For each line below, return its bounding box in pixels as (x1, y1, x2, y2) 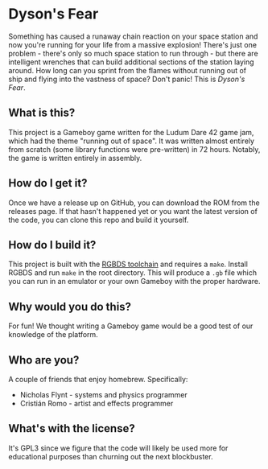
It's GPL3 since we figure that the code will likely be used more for (8, 443, 229, 453)
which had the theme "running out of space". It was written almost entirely (8, 136, 255, 146)
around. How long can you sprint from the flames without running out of (8, 65, 247, 75)
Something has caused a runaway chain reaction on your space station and (8, 31, 258, 41)
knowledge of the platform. (8, 330, 98, 339)
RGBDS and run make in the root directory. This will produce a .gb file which (8, 268, 258, 278)
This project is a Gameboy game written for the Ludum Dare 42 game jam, (8, 127, 254, 137)
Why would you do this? (8, 299, 131, 314)
